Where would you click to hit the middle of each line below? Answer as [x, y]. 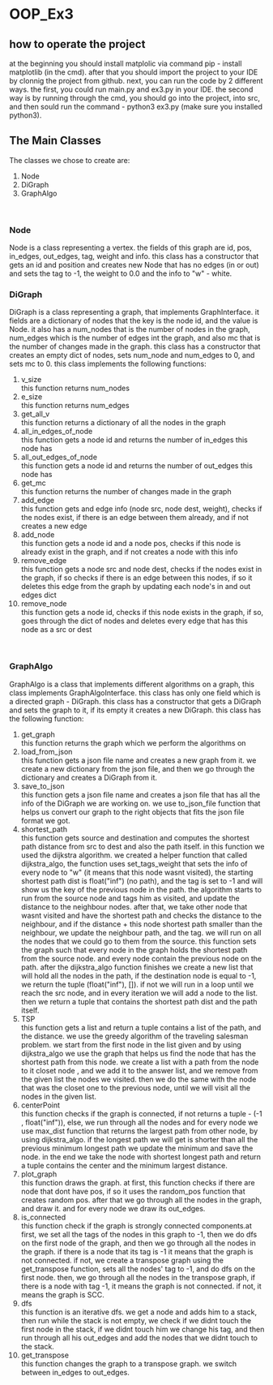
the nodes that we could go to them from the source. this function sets [139, 941]
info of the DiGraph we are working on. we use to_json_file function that [141, 803]
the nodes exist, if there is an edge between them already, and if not [135, 518]
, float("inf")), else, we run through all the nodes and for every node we [139, 1122]
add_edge [38, 501]
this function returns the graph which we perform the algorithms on [133, 742]
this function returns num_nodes [75, 388]
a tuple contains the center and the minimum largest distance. [124, 1165]
